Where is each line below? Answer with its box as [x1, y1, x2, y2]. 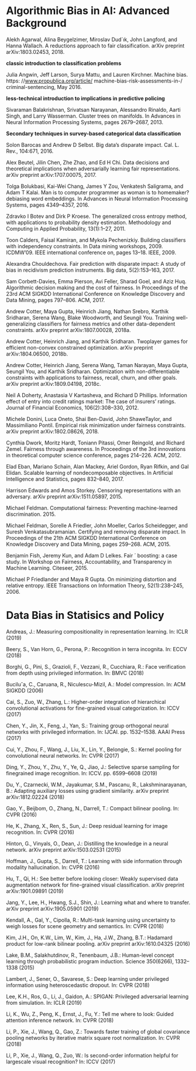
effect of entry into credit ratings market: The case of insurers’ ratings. [6, 398, 176, 405]
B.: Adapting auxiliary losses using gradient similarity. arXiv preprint [6, 787, 169, 794]
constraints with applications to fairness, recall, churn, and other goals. [6, 374, 177, 381]
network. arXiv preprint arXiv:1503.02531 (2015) [6, 846, 122, 853]
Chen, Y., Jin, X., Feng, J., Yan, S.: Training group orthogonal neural [6, 722, 169, 729]
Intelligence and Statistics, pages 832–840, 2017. [6, 475, 124, 483]
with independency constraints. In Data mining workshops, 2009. [6, 242, 163, 249]
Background [6, 16, 67, 30]
